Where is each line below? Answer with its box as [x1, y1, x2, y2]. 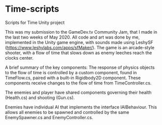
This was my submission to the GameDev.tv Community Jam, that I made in [5, 29, 158, 35]
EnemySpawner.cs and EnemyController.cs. [5, 114, 93, 120]
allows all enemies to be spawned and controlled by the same [5, 109, 130, 115]
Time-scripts [5, 3, 60, 15]
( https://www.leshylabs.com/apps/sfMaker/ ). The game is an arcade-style [5, 44, 155, 50]
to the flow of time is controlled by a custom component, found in [5, 69, 137, 75]
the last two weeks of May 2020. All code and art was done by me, [5, 34, 140, 40]
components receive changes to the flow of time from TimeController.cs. [5, 80, 152, 86]
